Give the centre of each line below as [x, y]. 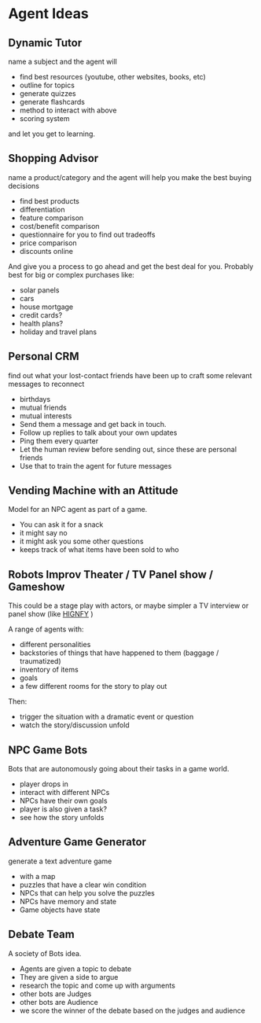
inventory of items [49, 670]
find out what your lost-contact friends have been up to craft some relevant [130, 375]
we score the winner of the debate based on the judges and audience [132, 1010]
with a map [37, 876]
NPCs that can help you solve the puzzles [87, 892]
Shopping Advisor [53, 158]
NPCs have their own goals [63, 801]
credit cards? [41, 315]
